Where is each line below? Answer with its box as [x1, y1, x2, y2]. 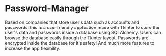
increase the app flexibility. [5, 45, 61, 51]
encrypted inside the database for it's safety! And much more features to [5, 40, 155, 46]
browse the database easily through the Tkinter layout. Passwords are [5, 35, 149, 41]
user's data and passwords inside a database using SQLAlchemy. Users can [5, 29, 162, 35]
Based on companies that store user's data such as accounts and [5, 19, 139, 25]
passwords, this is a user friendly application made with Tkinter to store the [5, 24, 160, 30]
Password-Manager [5, 3, 89, 14]
